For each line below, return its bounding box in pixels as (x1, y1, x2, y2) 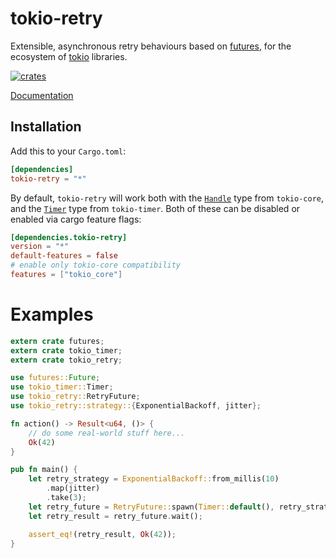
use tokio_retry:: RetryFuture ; (10, 392, 141, 402)
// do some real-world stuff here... (28, 428, 186, 438)
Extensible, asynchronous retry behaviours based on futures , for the (10, 40, 292, 52)
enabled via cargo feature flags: (10, 213, 142, 225)
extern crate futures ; (10, 336, 105, 346)
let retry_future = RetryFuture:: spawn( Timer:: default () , (28, 502, 275, 512)
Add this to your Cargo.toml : (10, 145, 127, 157)
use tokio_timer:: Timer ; (10, 382, 114, 392)
